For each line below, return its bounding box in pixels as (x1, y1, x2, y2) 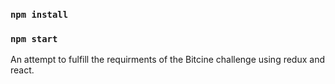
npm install (10, 9, 69, 20)
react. (10, 64, 35, 76)
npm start (10, 33, 58, 44)
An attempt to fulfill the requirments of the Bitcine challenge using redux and (10, 54, 325, 66)
